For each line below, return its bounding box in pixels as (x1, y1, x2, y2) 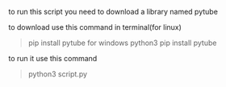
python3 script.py (27, 69, 87, 79)
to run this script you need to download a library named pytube (8, 7, 218, 16)
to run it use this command (8, 54, 98, 63)
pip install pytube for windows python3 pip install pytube (27, 38, 217, 48)
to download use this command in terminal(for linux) (8, 23, 182, 31)
